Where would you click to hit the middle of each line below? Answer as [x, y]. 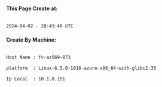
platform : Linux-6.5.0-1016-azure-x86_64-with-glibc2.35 [81, 69]
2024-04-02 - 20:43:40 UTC [40, 26]
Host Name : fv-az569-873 [38, 58]
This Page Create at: [32, 8]
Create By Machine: [31, 39]
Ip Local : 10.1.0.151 [36, 79]
